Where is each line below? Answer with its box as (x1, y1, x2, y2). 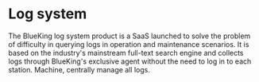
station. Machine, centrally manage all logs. (8, 64, 151, 74)
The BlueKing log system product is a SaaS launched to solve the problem (8, 31, 251, 41)
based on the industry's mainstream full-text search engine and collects (8, 48, 244, 57)
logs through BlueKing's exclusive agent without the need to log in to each (8, 57, 252, 66)
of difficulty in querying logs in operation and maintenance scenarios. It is (8, 39, 249, 49)
